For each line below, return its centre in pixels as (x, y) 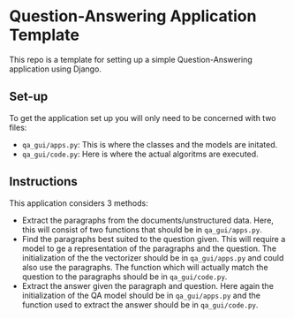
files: (18, 127)
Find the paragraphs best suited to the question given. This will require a (154, 239)
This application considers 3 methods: (79, 203)
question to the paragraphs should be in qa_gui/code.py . (124, 277)
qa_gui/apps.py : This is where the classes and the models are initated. (150, 144)
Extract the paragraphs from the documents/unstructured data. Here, (147, 220)
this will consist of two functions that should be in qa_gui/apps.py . (142, 229)
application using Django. (55, 69)
